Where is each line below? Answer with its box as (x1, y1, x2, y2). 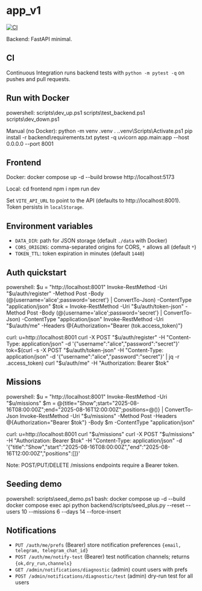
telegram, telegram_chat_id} (14, 548, 89, 554)
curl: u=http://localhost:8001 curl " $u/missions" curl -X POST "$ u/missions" (6, 430, 195, 437)
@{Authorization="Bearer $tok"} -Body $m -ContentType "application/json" (6, 419, 195, 426)
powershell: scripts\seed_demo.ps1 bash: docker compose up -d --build (6, 495, 186, 502)
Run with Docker (6, 93, 70, 103)
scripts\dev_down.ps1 (6, 116, 60, 123)
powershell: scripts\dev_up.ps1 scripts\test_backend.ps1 (6, 109, 145, 116)
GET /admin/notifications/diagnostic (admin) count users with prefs (14, 566, 188, 573)
